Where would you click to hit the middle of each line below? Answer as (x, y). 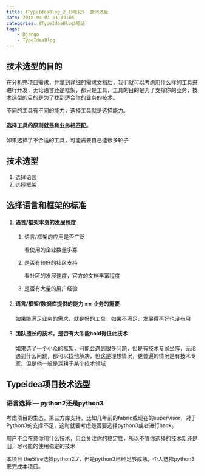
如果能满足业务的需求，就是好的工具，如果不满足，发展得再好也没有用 (103, 318)
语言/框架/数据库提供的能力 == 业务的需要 (67, 304)
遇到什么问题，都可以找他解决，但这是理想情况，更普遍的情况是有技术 (103, 355)
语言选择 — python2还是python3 (55, 404)
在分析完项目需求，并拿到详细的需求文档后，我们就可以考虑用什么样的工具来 (102, 82)
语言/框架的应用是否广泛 (54, 237)
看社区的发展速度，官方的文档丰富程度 (72, 276)
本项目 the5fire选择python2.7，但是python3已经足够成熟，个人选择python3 (101, 459)
